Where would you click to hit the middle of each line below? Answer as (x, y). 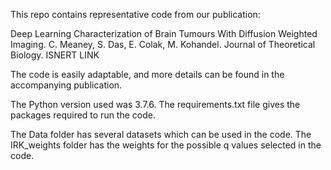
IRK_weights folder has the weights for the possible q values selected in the (166, 145)
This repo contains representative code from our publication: (135, 14)
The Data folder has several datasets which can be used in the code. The (161, 134)
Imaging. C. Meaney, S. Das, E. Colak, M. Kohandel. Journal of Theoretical (163, 44)
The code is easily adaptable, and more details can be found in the (147, 74)
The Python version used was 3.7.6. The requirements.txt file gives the (155, 104)
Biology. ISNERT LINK (55, 55)
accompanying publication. (66, 85)
